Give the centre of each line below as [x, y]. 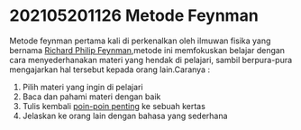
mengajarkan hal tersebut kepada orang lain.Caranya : [109, 70]
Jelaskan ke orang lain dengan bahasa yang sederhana [125, 116]
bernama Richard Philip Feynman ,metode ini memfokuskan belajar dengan [147, 50]
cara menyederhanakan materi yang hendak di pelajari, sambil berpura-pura [151, 60]
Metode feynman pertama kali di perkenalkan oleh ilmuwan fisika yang [140, 41]
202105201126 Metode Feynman [134, 16]
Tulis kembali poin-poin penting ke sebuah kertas [114, 106]
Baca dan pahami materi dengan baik [91, 97]
